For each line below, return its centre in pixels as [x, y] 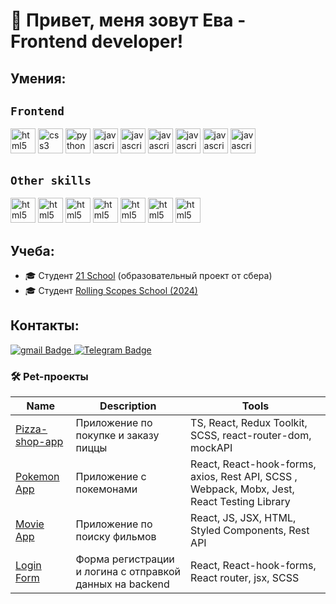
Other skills [51, 180]
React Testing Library [240, 502]
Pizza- [31, 429]
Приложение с [111, 477]
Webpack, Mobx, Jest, [242, 489]
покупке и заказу [117, 436]
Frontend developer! [97, 41]
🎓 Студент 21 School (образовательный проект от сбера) [148, 276]
